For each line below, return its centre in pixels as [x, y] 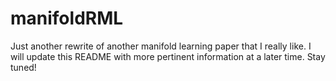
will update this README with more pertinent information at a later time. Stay [168, 56]
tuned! [23, 67]
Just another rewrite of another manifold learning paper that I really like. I [161, 46]
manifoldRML [67, 18]
